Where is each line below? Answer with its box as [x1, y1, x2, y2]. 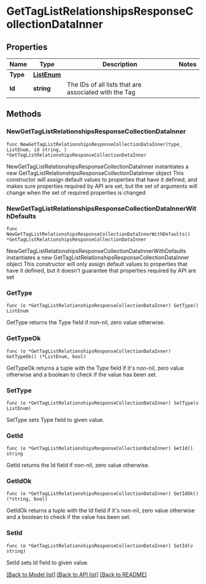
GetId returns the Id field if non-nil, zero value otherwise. [6, 462, 150, 469]
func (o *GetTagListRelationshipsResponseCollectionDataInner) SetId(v [6, 542, 193, 549]
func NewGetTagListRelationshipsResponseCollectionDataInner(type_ [6, 141, 183, 147]
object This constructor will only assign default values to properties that [6, 260, 188, 268]
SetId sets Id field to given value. [6, 559, 89, 566]
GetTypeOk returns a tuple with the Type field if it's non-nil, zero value [6, 364, 184, 372]
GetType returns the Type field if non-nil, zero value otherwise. [6, 319, 166, 326]
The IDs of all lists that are [67, 80, 142, 88]
